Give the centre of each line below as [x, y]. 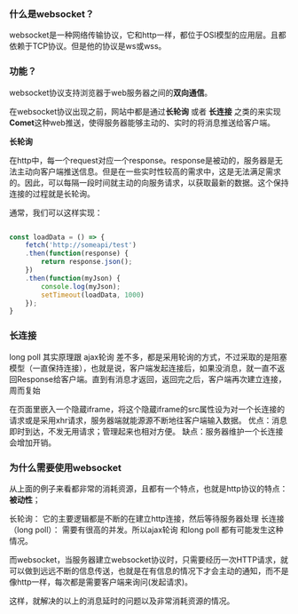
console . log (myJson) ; [81, 286]
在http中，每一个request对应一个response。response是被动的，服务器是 [142, 160]
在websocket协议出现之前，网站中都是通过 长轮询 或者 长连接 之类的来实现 [145, 111]
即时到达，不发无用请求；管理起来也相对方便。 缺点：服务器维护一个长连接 [146, 431]
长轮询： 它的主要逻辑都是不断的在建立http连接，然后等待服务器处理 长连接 [147, 518]
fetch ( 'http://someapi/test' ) [81, 245]
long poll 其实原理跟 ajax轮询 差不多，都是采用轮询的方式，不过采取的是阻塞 [148, 356]
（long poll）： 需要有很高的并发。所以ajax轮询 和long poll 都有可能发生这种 [146, 530]
